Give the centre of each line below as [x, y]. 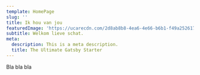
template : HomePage [30, 12]
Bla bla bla [19, 67]
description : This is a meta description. [65, 45]
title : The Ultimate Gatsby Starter [57, 50]
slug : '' [17, 17]
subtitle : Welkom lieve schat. [45, 34]
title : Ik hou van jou [34, 22]
